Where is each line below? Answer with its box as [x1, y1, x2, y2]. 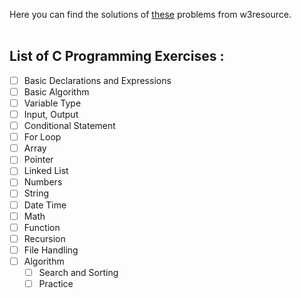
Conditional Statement [23, 120, 116, 132]
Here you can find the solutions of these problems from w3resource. [9, 9, 292, 20]
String [23, 187, 49, 199]
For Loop [23, 131, 62, 143]
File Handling [23, 244, 79, 256]
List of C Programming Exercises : [9, 48, 225, 65]
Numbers [23, 176, 63, 188]
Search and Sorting [38, 266, 119, 278]
